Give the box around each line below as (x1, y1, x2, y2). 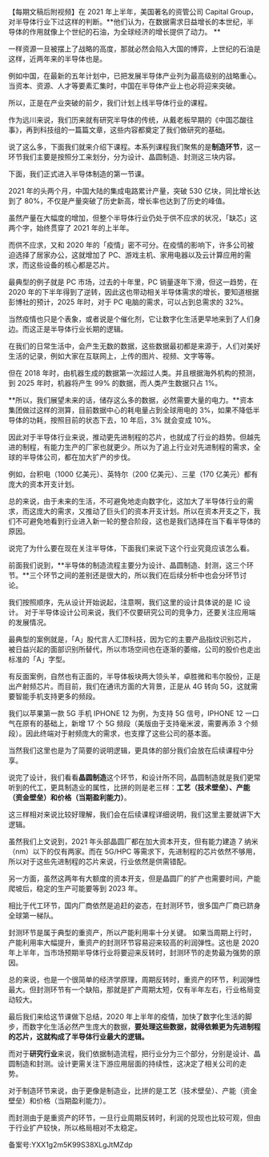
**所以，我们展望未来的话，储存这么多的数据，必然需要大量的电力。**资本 (8, 396, 255, 404)
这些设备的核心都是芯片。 (29, 260, 114, 270)
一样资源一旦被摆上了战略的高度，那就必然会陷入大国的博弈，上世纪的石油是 (8, 44, 261, 54)
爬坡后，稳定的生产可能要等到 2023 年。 (8, 884, 143, 893)
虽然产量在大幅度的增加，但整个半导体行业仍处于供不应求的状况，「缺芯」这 (8, 213, 258, 223)
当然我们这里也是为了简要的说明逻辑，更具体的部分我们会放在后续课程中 (8, 745, 247, 755)
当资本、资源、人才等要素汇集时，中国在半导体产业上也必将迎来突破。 (8, 81, 240, 90)
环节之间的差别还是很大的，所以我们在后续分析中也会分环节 (43, 571, 240, 580)
